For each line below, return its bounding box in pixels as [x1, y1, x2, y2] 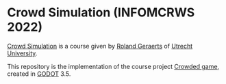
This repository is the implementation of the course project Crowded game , [7, 62, 220, 70]
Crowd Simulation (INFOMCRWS [7, 5, 195, 20]
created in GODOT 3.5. [7, 70, 71, 78]
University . [7, 49, 38, 57]
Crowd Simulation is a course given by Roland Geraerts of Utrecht [7, 42, 193, 50]
